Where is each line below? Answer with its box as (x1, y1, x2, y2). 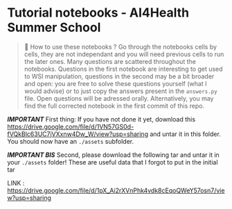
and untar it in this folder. (150, 130, 222, 138)
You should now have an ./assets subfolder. (7, 137, 134, 145)
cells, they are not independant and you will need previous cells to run (24, 50, 224, 58)
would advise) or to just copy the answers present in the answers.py (24, 87, 217, 95)
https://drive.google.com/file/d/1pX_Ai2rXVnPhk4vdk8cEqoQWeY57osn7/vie (7, 186, 225, 194)
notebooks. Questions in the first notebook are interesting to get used (24, 65, 223, 73)
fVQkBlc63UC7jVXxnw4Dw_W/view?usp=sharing (7, 130, 149, 138)
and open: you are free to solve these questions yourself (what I (24, 79, 207, 87)
